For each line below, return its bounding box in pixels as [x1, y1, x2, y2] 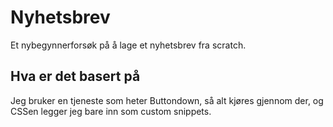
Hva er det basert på [10, 68, 141, 85]
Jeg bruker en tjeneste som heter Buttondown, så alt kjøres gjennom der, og [10, 94, 324, 106]
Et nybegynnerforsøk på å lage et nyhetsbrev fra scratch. [10, 39, 247, 51]
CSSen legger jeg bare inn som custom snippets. [10, 105, 212, 117]
